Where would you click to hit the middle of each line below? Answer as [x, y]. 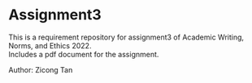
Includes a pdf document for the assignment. [84, 54]
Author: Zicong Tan [41, 69]
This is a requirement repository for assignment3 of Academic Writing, [126, 37]
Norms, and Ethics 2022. [50, 45]
